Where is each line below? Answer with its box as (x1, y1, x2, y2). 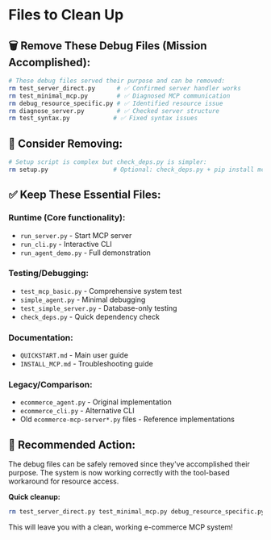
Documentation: (8, 332, 74, 343)
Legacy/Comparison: (8, 379, 93, 391)
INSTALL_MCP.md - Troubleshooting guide (19, 359, 153, 369)
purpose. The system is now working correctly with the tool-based (8, 468, 230, 478)
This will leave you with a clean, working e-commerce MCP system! (8, 522, 234, 532)
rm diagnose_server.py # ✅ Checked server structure (8, 107, 220, 115)
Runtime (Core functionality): (8, 212, 126, 224)
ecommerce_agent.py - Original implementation (19, 397, 172, 407)
